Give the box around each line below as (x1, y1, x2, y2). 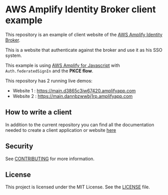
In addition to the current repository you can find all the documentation (5, 122, 154, 128)
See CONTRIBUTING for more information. (5, 155, 95, 162)
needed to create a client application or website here (5, 127, 116, 133)
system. (5, 52, 22, 59)
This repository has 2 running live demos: (5, 77, 93, 84)
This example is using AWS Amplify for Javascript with (5, 62, 120, 68)
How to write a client (5, 108, 72, 116)
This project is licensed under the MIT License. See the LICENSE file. (5, 184, 150, 190)
